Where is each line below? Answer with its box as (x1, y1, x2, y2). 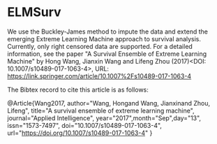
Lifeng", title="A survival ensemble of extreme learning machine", (7, 106, 195, 115)
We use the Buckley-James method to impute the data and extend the (7, 27, 208, 36)
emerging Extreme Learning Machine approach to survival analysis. (7, 34, 201, 43)
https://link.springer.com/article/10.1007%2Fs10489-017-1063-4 (7, 71, 192, 80)
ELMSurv (7, 4, 61, 20)
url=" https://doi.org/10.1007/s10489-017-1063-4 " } (7, 129, 153, 137)
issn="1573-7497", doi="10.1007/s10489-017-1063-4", (7, 121, 163, 129)
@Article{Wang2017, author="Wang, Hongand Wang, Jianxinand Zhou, (7, 99, 211, 107)
